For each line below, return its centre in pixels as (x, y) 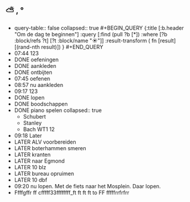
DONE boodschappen (41, 104)
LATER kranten (32, 154)
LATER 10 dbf (31, 180)
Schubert (34, 116)
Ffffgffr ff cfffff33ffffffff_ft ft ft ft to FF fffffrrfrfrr (71, 192)
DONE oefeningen (36, 60)
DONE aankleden (35, 66)
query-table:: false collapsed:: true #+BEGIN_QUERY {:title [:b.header (99, 28)
